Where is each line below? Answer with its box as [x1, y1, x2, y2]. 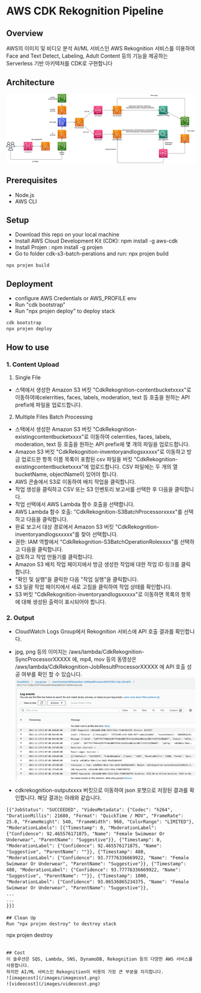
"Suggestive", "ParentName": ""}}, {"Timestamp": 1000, [6, 872, 149, 879]
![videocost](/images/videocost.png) [6, 980, 101, 987]
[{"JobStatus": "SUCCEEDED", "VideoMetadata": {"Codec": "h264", [6, 806, 173, 813]
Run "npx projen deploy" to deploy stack [14, 307, 115, 315]
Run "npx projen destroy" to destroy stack [6, 920, 117, 927]
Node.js [14, 191, 35, 199]
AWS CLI [14, 198, 37, 205]
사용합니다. [6, 962, 30, 968]
